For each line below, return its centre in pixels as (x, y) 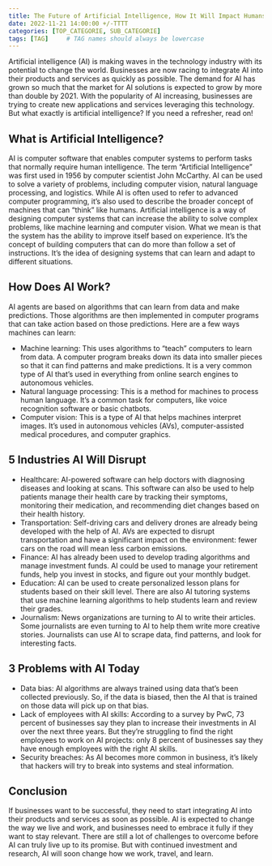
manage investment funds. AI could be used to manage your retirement (139, 565)
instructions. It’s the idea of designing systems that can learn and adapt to (132, 253)
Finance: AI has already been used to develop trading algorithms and (135, 557)
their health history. (52, 514)
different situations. (41, 262)
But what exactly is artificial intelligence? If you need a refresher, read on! (131, 114)
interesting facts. (48, 643)
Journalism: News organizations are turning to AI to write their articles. (138, 617)
